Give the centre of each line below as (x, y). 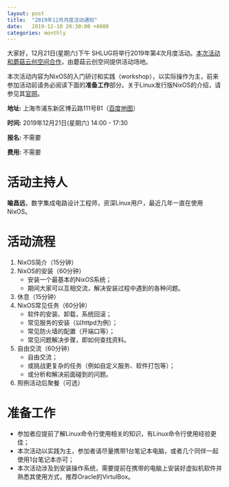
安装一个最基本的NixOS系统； (69, 280)
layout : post (26, 13)
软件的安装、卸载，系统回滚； (69, 314)
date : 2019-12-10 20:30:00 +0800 (58, 26)
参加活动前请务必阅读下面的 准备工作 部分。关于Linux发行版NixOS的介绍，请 (114, 85)
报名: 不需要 (24, 138)
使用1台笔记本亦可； (45, 459)
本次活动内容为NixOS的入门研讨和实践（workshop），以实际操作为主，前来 (113, 76)
